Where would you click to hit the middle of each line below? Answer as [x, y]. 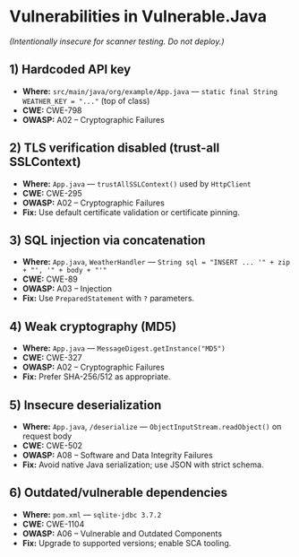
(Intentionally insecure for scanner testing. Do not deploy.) [117, 41]
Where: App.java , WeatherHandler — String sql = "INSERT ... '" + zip [156, 262]
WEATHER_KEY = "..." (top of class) [86, 100]
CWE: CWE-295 [52, 193]
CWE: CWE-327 [52, 358]
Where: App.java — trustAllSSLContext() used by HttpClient [137, 183]
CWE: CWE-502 [52, 445]
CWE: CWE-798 [52, 110]
